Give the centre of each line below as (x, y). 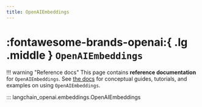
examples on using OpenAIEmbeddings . (53, 85)
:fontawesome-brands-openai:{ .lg (97, 42)
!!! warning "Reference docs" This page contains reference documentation (101, 72)
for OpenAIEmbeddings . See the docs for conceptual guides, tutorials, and (97, 79)
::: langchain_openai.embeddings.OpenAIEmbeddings (74, 97)
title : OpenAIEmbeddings (38, 12)
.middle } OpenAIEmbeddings (75, 55)
